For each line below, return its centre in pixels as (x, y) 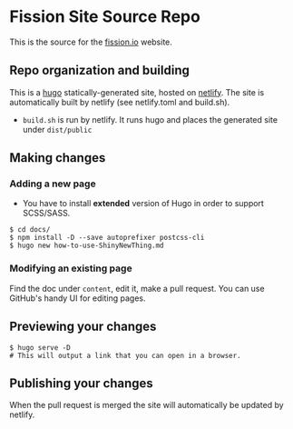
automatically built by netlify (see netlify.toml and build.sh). (120, 102)
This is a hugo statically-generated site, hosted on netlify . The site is (137, 92)
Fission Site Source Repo (105, 17)
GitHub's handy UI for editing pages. (78, 298)
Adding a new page (53, 184)
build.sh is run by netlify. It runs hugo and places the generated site (150, 119)
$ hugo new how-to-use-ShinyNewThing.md (87, 246)
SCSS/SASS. (46, 213)
